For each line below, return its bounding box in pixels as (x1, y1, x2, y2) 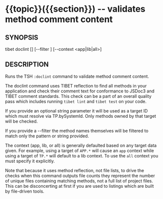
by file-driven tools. (5, 188, 45, 194)
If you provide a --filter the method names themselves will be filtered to (5, 128, 149, 133)
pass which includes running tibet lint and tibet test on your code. (5, 98, 147, 104)
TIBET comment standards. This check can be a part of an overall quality (5, 93, 152, 99)
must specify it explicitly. (5, 158, 55, 164)
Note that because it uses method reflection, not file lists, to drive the (5, 167, 144, 173)
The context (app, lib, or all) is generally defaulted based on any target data (5, 142, 157, 148)
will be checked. (5, 118, 38, 124)
